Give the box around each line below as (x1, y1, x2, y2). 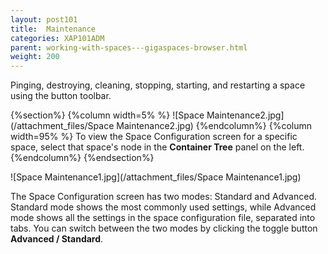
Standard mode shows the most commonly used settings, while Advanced (10, 201, 317, 213)
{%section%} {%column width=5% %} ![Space (10, 109, 205, 121)
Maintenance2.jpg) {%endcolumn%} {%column (116, 120, 313, 132)
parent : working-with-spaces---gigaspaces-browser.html (10, 42, 248, 53)
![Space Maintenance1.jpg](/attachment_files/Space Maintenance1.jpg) (10, 171, 302, 183)
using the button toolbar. (10, 90, 112, 102)
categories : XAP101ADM (10, 33, 105, 43)
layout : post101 (10, 14, 78, 25)
